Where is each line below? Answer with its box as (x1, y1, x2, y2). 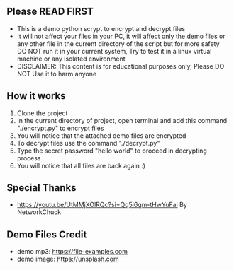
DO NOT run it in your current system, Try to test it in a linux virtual (16, 47, 212, 55)
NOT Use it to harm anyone (16, 69, 97, 78)
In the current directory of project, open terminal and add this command (16, 116, 228, 124)
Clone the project (16, 109, 68, 117)
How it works (6, 90, 66, 102)
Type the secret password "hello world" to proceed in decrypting (16, 146, 207, 155)
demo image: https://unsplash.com (16, 254, 120, 264)
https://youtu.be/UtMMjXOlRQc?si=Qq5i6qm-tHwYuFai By (16, 201, 187, 209)
